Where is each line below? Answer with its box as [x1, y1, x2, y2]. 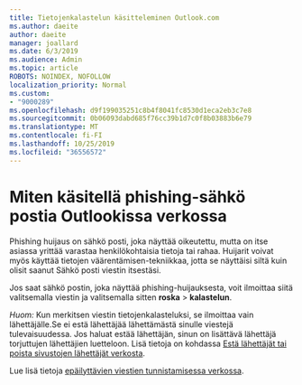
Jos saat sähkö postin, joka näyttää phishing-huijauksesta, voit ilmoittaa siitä [9, 282, 293, 293]
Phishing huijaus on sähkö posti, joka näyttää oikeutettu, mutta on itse [9, 236, 269, 247]
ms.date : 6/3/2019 [9, 47, 78, 56]
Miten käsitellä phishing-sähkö [9, 186, 246, 207]
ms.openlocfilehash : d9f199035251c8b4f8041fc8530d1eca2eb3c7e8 [9, 106, 252, 115]
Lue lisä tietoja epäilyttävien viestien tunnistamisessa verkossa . [9, 365, 244, 376]
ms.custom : [9, 89, 50, 98]
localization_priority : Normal [9, 80, 127, 89]
